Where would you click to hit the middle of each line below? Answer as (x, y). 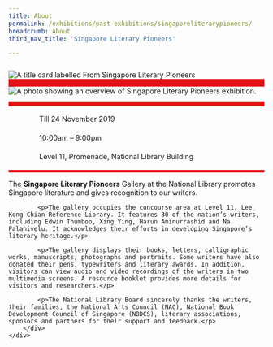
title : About (30, 16)
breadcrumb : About (39, 31)
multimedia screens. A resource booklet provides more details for (125, 279)
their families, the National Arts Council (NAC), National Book (121, 307)
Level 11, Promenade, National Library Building (117, 157)
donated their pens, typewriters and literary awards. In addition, (127, 265)
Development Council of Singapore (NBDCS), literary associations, (125, 314)
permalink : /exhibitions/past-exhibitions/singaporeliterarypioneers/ (130, 24)
